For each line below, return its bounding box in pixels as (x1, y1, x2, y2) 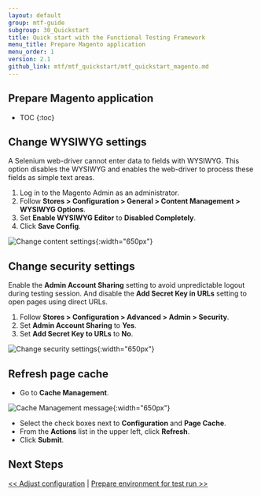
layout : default (8, 11, 61, 20)
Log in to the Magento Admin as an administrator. (19, 188, 179, 197)
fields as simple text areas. (8, 173, 95, 182)
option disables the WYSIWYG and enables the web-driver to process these (8, 164, 254, 174)
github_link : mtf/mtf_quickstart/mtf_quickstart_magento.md (8, 63, 210, 71)
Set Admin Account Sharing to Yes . (19, 321, 137, 330)
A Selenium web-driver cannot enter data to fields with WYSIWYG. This (8, 156, 240, 166)
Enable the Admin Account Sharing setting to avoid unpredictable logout (8, 281, 245, 290)
